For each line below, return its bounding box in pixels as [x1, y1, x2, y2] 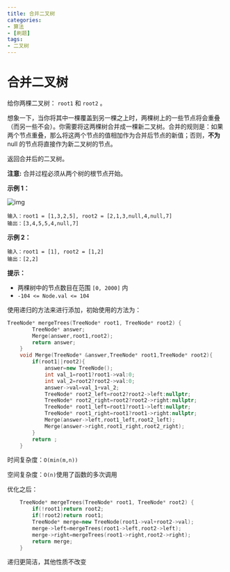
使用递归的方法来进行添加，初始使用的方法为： [7, 305, 141, 313]
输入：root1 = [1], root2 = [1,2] [7, 248, 104, 255]
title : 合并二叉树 [7, 10, 56, 17]
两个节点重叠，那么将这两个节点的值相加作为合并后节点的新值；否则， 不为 [7, 131, 220, 139]
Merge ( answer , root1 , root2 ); [32, 332, 113, 339]
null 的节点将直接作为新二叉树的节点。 [7, 140, 117, 148]
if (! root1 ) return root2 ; [32, 505, 104, 513]
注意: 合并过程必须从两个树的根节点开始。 [7, 169, 127, 177]
